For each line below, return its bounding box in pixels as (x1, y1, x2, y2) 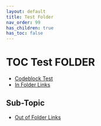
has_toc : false (6, 30, 43, 36)
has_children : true (6, 25, 54, 31)
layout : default (6, 8, 46, 15)
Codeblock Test (14, 75, 53, 82)
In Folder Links (14, 81, 51, 88)
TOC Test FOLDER (6, 56, 95, 69)
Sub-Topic (6, 98, 45, 108)
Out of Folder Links (14, 114, 61, 121)
